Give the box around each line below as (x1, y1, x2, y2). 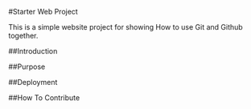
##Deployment (8, 78, 58, 87)
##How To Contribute (8, 93, 80, 103)
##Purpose (8, 62, 46, 71)
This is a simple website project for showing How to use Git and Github (8, 22, 243, 31)
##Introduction (8, 46, 58, 55)
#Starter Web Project (8, 7, 78, 16)
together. (8, 31, 39, 40)
